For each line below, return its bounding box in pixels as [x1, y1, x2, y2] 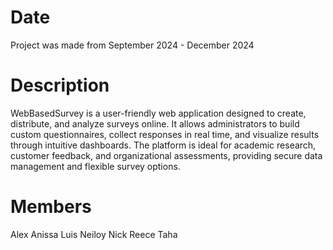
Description [10, 74, 110, 97]
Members [10, 196, 92, 218]
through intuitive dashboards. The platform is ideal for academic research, [10, 139, 317, 151]
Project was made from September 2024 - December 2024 [10, 39, 255, 51]
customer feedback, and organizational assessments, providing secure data [10, 149, 323, 161]
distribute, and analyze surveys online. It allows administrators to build [10, 117, 300, 130]
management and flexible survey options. [10, 160, 181, 172]
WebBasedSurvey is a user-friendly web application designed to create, [10, 107, 307, 119]
